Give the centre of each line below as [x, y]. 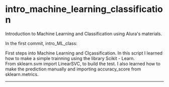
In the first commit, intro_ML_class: [41, 43]
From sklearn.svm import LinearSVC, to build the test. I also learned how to [83, 63]
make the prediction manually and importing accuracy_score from [73, 69]
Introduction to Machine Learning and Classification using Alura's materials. [84, 33]
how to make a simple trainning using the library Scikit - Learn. [70, 58]
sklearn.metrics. [22, 74]
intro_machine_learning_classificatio [84, 9]
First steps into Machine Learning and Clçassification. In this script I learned [84, 53]
